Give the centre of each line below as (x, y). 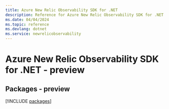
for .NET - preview (45, 70)
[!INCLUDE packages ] (28, 101)
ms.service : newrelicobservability (43, 34)
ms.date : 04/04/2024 (27, 19)
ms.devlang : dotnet (26, 29)
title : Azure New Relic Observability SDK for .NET (61, 10)
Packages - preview (38, 89)
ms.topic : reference (27, 24)
